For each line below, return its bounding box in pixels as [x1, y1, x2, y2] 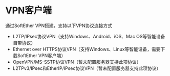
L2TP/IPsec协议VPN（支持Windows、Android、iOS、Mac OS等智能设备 [12, 33, 165, 39]
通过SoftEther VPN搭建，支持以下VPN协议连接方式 [5, 22, 113, 29]
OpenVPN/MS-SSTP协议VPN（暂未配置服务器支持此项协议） [12, 59, 142, 65]
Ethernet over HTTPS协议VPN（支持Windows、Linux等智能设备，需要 [12, 46, 161, 52]
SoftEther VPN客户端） [17, 52, 66, 59]
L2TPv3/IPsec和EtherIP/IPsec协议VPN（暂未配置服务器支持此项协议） [12, 65, 161, 71]
